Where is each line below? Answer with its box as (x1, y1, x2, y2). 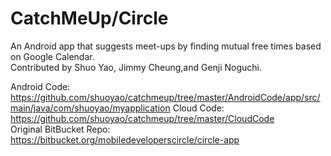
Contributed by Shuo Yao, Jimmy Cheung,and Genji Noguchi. (10, 61, 263, 73)
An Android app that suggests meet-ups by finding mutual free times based (10, 40, 322, 52)
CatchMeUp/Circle (10, 7, 169, 30)
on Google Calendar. (10, 50, 95, 62)
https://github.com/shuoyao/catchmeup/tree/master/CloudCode (10, 112, 275, 124)
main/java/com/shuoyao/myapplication (10, 102, 171, 114)
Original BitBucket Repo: (10, 123, 111, 135)
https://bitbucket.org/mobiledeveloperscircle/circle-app (10, 133, 240, 146)
